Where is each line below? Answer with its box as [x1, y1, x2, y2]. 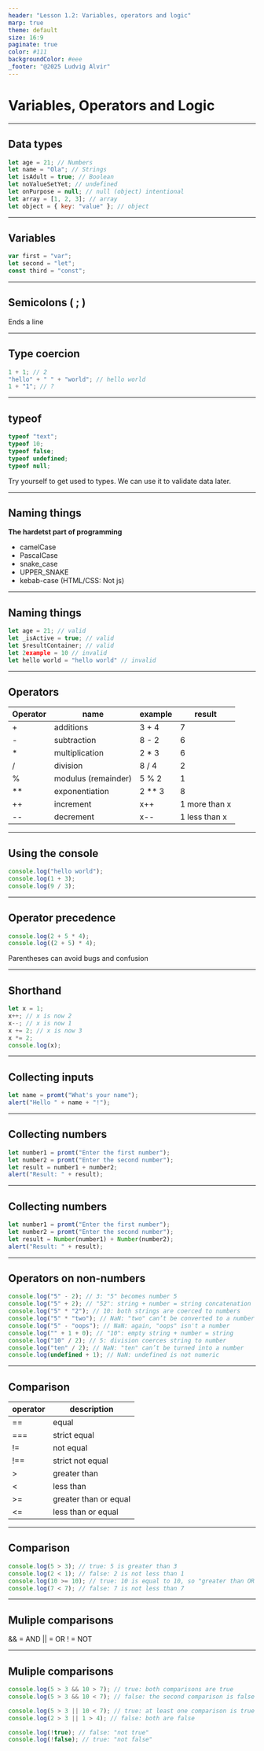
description [69, 1404, 114, 1415]
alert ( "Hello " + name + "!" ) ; [8, 1099, 111, 1106]
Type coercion [8, 347, 80, 360]
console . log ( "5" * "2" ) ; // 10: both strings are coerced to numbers [8, 1307, 241, 1315]
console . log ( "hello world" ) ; [8, 867, 104, 876]
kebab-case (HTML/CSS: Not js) [19, 576, 125, 586]
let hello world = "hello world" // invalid [8, 656, 156, 664]
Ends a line [8, 316, 44, 327]
